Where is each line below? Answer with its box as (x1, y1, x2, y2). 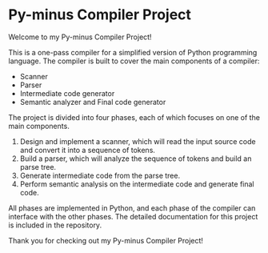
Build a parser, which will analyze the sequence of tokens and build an (19, 154, 252, 163)
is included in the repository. (8, 220, 102, 230)
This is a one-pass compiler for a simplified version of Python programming (8, 47, 258, 57)
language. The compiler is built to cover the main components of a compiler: (8, 56, 260, 66)
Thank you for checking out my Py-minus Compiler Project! (8, 235, 204, 245)
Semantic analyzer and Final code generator (19, 97, 166, 106)
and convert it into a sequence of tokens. (19, 145, 156, 155)
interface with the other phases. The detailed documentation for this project (8, 211, 258, 221)
